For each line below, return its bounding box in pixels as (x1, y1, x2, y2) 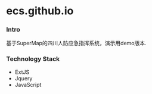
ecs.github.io (6, 4, 74, 18)
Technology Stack (6, 55, 60, 63)
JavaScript (14, 81, 42, 88)
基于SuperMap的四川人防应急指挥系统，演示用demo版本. (6, 40, 147, 47)
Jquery (14, 74, 33, 82)
